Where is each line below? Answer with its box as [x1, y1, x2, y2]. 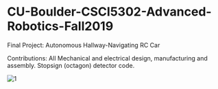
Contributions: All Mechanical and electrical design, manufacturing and [7, 54, 208, 62]
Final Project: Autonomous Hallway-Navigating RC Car [7, 41, 160, 49]
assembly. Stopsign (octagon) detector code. [7, 61, 135, 69]
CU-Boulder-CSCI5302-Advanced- [7, 4, 212, 20]
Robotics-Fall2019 [7, 18, 114, 34]
